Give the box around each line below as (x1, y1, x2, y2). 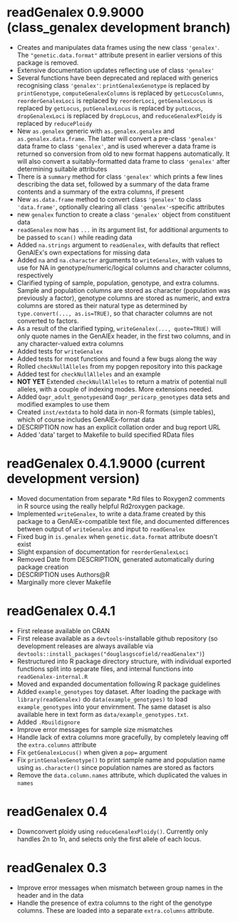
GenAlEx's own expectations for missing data (16, 248, 150, 257)
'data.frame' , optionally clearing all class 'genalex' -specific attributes (16, 202, 225, 211)
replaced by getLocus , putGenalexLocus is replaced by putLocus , (16, 104, 204, 112)
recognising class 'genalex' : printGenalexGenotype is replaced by (16, 81, 210, 89)
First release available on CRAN (16, 626, 110, 635)
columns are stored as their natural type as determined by (16, 301, 188, 309)
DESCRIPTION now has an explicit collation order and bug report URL (16, 422, 221, 431)
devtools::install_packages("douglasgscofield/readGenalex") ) (16, 649, 205, 658)
